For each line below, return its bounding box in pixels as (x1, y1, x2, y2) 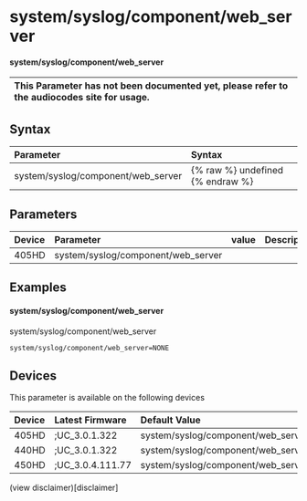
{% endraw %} (190, 175, 254, 188)
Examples (9, 280, 67, 296)
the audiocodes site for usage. (14, 91, 150, 104)
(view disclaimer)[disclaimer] (9, 482, 119, 494)
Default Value (140, 413, 201, 426)
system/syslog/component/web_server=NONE (9, 343, 170, 352)
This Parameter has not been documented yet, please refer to (14, 79, 289, 92)
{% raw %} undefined (190, 164, 284, 177)
